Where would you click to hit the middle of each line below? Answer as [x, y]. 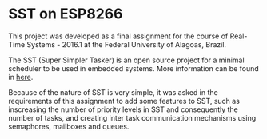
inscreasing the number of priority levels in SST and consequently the [123, 109]
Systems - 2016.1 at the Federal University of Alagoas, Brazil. [126, 44]
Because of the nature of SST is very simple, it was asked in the [113, 92]
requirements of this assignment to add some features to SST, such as [124, 101]
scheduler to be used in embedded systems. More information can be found [134, 68]
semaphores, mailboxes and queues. [69, 126]
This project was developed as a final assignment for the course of [118, 36]
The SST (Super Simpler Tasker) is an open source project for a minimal [127, 60]
